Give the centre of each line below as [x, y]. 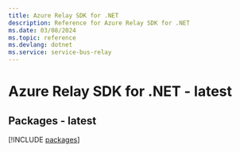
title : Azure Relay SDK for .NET [64, 15]
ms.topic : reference [43, 38]
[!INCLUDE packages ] [44, 140]
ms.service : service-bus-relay [60, 52]
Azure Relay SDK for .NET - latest [120, 91]
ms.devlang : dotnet [41, 45]
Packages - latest [52, 121]
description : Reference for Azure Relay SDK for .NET [99, 23]
